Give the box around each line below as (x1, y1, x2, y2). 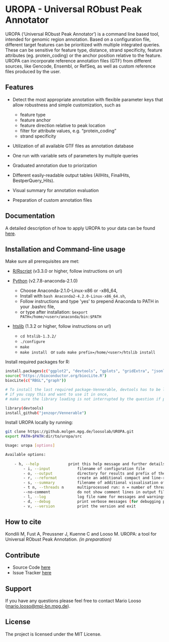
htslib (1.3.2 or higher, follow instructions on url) (12, 323, 112, 329)
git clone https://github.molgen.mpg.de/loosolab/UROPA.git (5, 429, 134, 434)
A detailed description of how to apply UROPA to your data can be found (5, 225, 155, 231)
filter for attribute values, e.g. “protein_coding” (20, 128, 117, 134)
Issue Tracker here (12, 570, 52, 576)
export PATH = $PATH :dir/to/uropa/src (5, 434, 82, 439)
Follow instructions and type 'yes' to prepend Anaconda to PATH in (20, 299, 159, 305)
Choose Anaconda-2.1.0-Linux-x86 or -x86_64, (20, 287, 118, 294)
